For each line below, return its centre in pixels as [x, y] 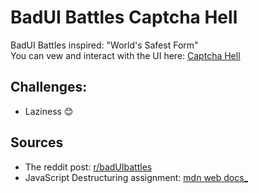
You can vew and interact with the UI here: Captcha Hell [125, 55]
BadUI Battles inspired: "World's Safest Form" [104, 45]
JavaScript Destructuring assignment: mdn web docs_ [136, 177]
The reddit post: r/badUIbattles [88, 167]
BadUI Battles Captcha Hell [124, 17]
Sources [37, 142]
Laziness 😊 [49, 111]
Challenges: [49, 87]
